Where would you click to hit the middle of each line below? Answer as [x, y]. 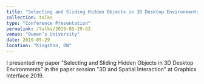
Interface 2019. [25, 76]
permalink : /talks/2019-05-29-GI [49, 29]
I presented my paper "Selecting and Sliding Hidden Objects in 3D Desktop [100, 63]
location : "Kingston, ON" [39, 46]
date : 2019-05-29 [28, 40]
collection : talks [29, 18]
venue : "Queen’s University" [43, 34]
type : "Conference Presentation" [49, 23]
